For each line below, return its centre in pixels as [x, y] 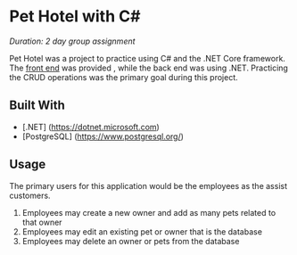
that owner [42, 222]
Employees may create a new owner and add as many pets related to [149, 212]
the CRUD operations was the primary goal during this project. [124, 77]
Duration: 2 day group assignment [72, 41]
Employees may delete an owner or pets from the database [131, 241]
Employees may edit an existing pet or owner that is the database [142, 231]
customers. [30, 195]
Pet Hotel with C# [75, 16]
